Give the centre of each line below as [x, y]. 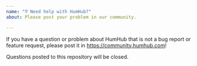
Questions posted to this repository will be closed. [67, 57]
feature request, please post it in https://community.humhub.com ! [87, 45]
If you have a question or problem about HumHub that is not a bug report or [99, 39]
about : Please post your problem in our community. [71, 17]
